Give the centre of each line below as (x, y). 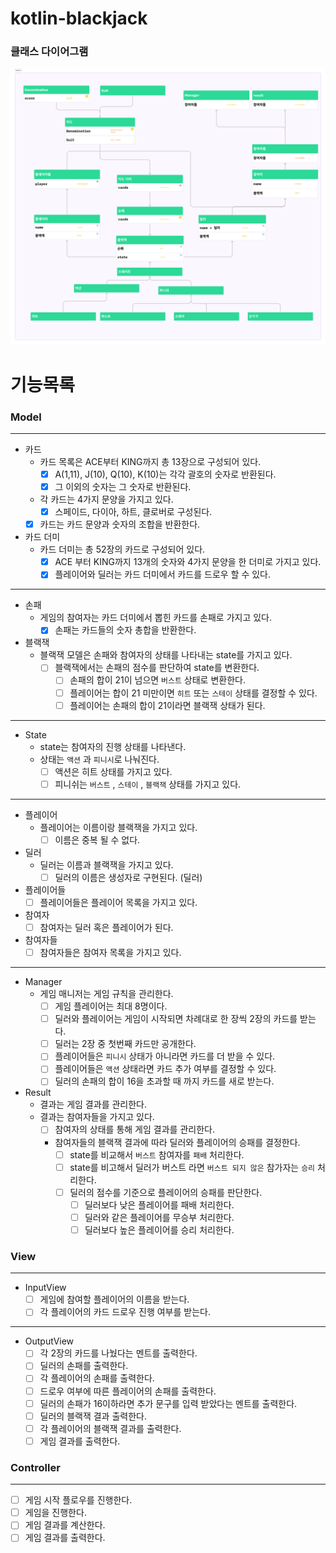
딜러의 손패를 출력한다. (84, 1366)
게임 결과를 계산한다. (65, 1525)
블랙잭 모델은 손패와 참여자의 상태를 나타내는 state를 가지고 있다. (166, 655)
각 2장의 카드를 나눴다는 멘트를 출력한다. (118, 1353)
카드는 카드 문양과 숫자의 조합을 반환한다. (120, 524)
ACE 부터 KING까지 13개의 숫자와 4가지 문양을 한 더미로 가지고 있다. (188, 562)
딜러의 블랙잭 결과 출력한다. (93, 1416)
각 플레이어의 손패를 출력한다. (97, 1378)
